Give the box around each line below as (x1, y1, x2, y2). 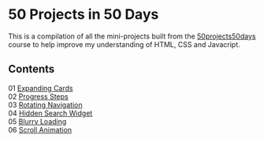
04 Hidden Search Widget (8, 108, 93, 118)
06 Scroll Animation (8, 125, 73, 134)
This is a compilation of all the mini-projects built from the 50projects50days (8, 31, 256, 41)
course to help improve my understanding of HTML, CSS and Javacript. (8, 39, 240, 49)
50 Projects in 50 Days (8, 5, 159, 24)
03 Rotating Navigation (8, 100, 83, 109)
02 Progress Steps (8, 92, 69, 101)
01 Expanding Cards (8, 83, 73, 93)
